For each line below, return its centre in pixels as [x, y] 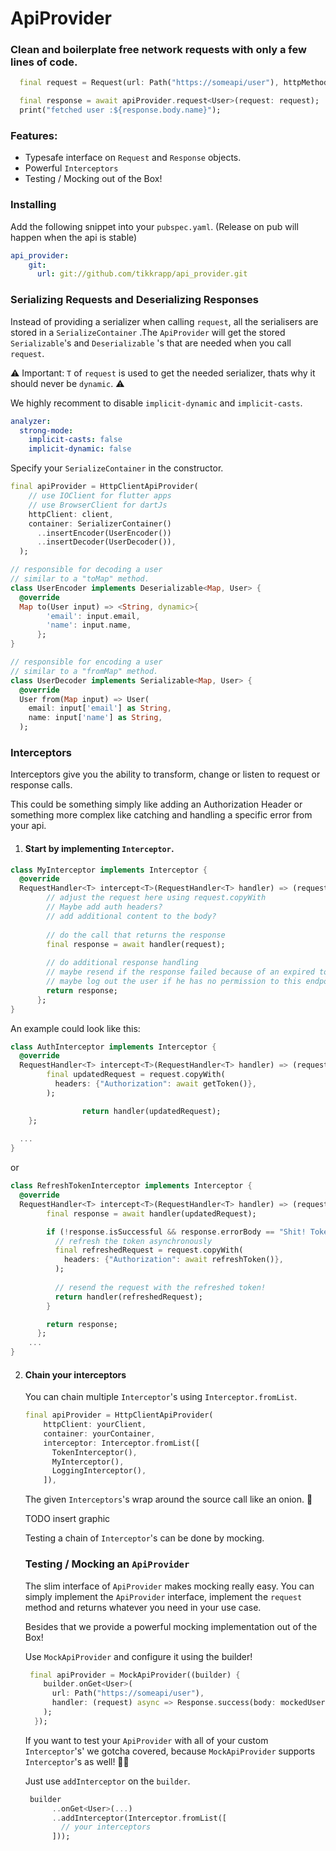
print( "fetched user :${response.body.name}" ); [120, 110]
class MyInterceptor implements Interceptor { [109, 870]
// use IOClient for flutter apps [100, 496]
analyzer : [31, 421]
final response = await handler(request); [136, 944]
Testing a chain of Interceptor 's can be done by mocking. [144, 1538]
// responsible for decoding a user [86, 570]
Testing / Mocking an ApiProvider [107, 1564]
